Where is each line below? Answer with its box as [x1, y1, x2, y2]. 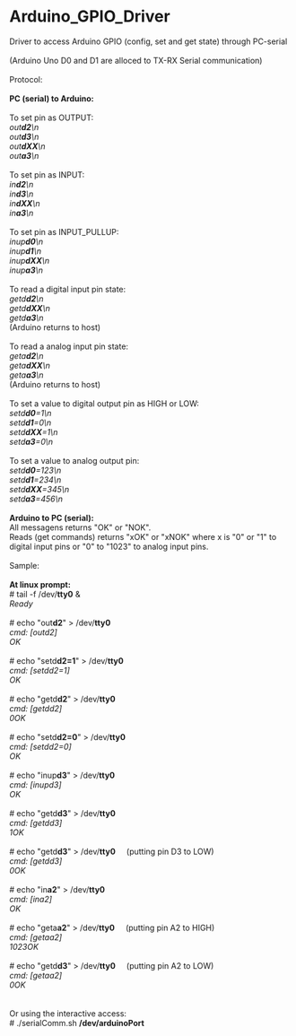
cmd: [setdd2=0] [9, 741, 72, 752]
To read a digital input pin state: [9, 283, 126, 294]
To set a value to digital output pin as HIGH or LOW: [9, 397, 200, 409]
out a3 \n [9, 150, 39, 161]
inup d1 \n [9, 245, 42, 257]
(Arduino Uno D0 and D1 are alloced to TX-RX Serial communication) [9, 55, 263, 65]
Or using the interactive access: [9, 1007, 127, 1019]
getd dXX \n [9, 302, 51, 313]
